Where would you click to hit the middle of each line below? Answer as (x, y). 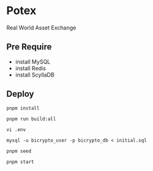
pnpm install (23, 108)
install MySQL (33, 61)
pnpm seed (19, 151)
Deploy (20, 94)
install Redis (30, 68)
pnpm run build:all (31, 119)
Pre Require (29, 47)
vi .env (16, 129)
